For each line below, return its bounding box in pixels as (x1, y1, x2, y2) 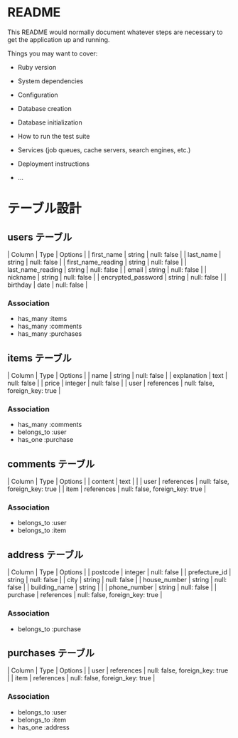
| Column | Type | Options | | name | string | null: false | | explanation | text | (7, 371, 228, 380)
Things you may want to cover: (7, 49, 98, 58)
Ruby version (17, 63, 57, 71)
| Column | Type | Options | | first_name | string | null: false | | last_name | (7, 250, 222, 258)
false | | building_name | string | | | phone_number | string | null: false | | (7, 583, 217, 591)
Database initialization (17, 118, 83, 127)
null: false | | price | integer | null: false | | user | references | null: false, (7, 379, 215, 388)
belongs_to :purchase (17, 624, 82, 633)
